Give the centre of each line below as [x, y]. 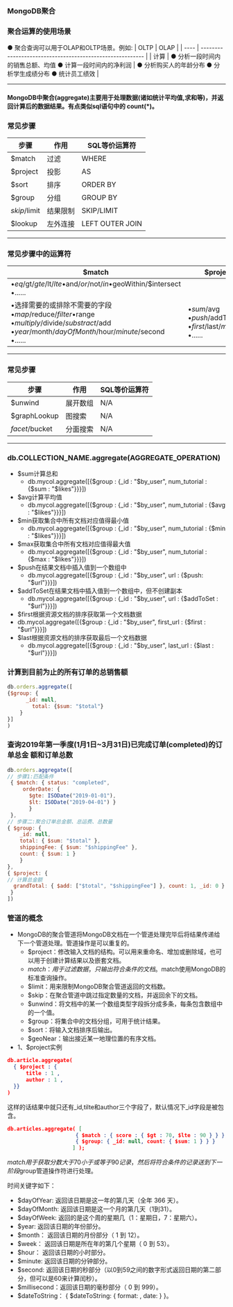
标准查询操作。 [49, 978]
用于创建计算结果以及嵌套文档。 [79, 961]
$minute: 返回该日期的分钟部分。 [64, 1261]
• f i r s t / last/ [205, 326]
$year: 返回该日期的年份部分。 [61, 1226]
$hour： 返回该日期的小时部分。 [63, 1253]
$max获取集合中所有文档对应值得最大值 [74, 544]
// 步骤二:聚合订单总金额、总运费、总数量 [60, 821]
